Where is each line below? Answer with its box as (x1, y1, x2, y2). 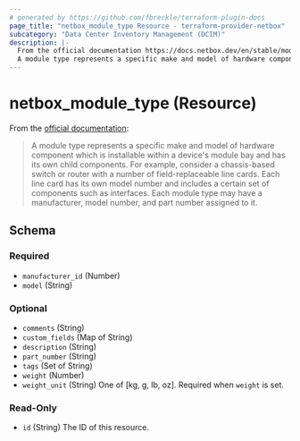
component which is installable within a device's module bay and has (30, 149, 286, 160)
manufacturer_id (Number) (21, 270, 121, 281)
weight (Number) (21, 369, 85, 380)
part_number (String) (21, 351, 96, 361)
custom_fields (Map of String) (21, 332, 133, 343)
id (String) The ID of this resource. (21, 422, 150, 433)
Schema (9, 223, 56, 238)
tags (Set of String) (21, 360, 93, 371)
